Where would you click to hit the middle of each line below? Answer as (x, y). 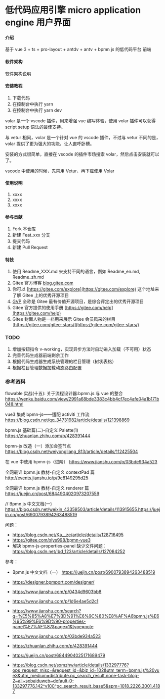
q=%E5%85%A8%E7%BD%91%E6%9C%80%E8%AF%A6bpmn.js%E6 (86, 616)
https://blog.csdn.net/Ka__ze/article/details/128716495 (68, 535)
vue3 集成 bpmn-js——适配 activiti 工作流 (47, 414)
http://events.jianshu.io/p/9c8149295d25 (47, 478)
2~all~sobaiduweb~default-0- (43, 681)
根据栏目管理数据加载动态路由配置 (47, 367)
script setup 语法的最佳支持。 (35, 127)
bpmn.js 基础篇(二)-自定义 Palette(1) (42, 430)
